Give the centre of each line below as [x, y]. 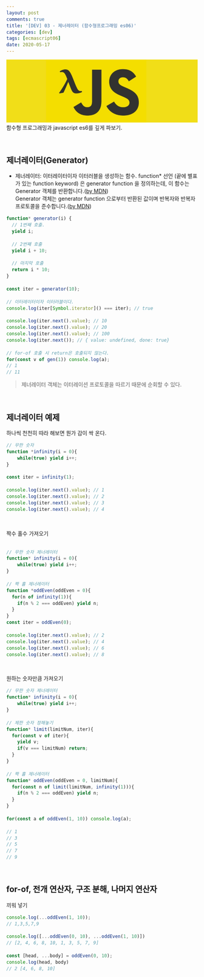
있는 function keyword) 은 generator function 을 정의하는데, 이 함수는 [106, 184]
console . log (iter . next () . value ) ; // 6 [55, 648]
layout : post [23, 13]
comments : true [25, 19]
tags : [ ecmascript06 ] [34, 39]
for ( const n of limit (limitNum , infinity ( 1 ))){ [73, 787]
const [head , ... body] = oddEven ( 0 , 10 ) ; [59, 956]
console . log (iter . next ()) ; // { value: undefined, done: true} [88, 340]
